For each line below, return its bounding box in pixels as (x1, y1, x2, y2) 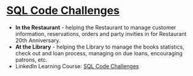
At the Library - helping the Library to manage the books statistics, (15, 43, 185, 50)
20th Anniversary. (15, 36, 61, 44)
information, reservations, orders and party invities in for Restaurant (15, 30, 187, 37)
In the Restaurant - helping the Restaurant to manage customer (15, 24, 176, 31)
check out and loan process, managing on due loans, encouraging (15, 49, 183, 57)
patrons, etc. (15, 56, 48, 63)
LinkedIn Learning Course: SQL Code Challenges (15, 62, 139, 70)
